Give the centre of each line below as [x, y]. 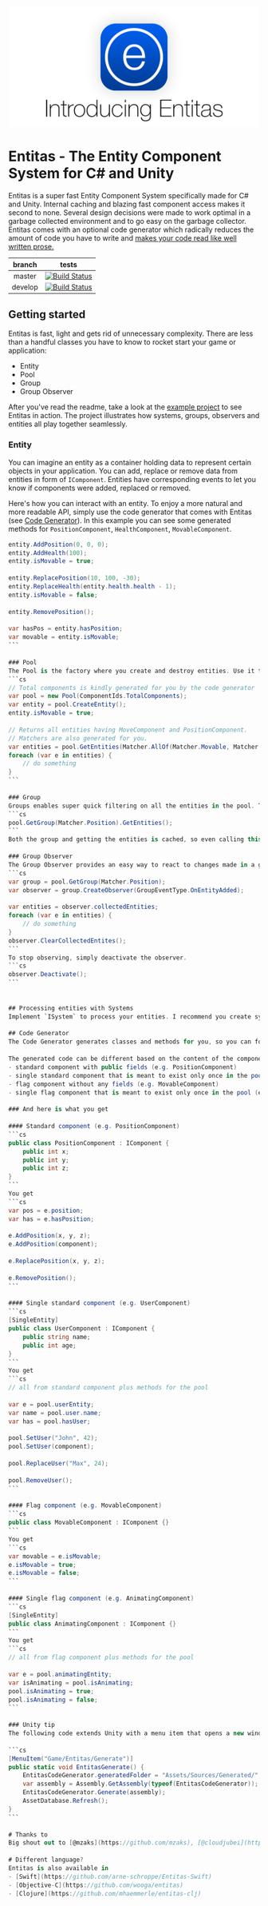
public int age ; [50, 1346]
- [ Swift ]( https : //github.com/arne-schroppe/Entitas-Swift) [110, 1876]
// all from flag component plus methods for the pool [101, 1657]
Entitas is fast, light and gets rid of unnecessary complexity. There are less [131, 333]
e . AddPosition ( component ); [53, 1244]
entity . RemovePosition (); [51, 612]
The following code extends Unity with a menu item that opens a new [126, 1733]
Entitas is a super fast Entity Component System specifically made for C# [128, 196]
